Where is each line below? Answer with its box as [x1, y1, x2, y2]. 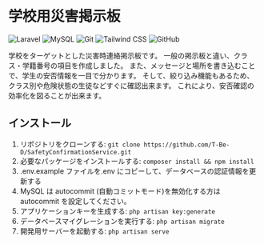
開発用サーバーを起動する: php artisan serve [19, 226, 170, 236]
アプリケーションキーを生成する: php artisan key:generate [19, 206, 216, 216]
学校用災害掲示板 [8, 7, 122, 26]
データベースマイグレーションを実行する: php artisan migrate [19, 216, 226, 226]
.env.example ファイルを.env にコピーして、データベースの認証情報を [19, 166, 250, 176]
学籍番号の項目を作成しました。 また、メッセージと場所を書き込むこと [22, 61, 256, 70]
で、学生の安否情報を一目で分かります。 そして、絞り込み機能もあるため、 [8, 70, 254, 80]
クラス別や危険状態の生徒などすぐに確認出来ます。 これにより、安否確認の [8, 81, 254, 90]
